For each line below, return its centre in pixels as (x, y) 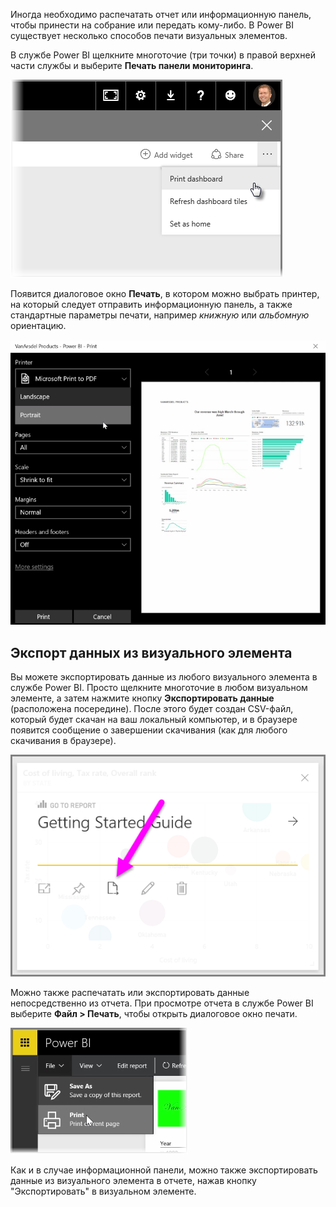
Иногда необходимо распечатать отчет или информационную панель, (161, 14)
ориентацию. (38, 325)
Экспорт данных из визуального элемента (151, 652)
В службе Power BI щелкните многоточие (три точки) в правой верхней (163, 55)
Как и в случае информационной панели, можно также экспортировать (164, 1170)
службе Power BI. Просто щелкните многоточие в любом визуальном (159, 688)
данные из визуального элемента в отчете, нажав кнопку (133, 1180)
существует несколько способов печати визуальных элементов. (149, 35)
